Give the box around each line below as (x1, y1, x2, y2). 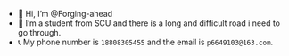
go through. (17, 28, 62, 37)
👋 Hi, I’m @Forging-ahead (17, 9, 113, 19)
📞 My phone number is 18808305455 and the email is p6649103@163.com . (17, 36, 274, 47)
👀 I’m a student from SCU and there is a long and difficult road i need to (17, 18, 281, 28)
